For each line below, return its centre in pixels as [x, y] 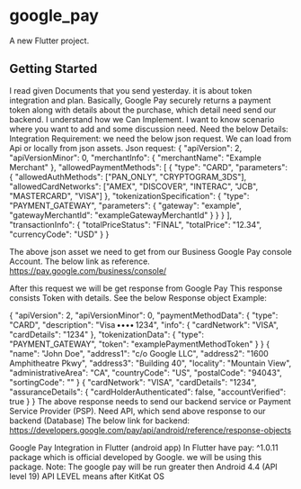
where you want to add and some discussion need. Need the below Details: [149, 129]
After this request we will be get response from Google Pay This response [146, 288]
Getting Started [53, 69]
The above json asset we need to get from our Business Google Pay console [150, 251]
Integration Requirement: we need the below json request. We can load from [150, 138]
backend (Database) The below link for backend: [100, 421]
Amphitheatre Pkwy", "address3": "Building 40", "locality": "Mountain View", [150, 363]
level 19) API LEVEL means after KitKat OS [87, 476]
